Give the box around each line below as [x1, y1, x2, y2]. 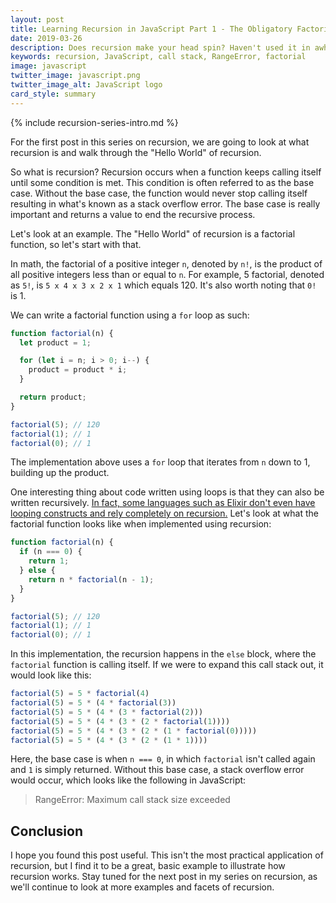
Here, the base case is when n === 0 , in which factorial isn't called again [10, 753, 316, 765]
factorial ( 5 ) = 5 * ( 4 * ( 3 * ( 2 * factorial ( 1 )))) [10, 716, 231, 726]
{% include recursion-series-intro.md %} [10, 116, 179, 128]
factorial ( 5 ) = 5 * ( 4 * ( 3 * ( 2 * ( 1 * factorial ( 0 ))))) [10, 726, 258, 736]
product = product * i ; [28, 365, 128, 375]
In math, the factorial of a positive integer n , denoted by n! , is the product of [10, 257, 323, 270]
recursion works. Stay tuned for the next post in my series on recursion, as [10, 871, 318, 883]
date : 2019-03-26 [10, 33, 83, 43]
